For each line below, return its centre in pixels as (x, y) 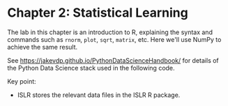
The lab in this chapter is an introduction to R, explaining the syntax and (110, 32)
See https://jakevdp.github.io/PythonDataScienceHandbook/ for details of (113, 60)
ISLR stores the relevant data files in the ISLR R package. (99, 95)
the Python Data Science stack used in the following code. (91, 68)
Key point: (22, 81)
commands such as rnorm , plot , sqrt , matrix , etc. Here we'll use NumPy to (114, 39)
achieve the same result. (43, 47)
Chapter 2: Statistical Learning (98, 13)
